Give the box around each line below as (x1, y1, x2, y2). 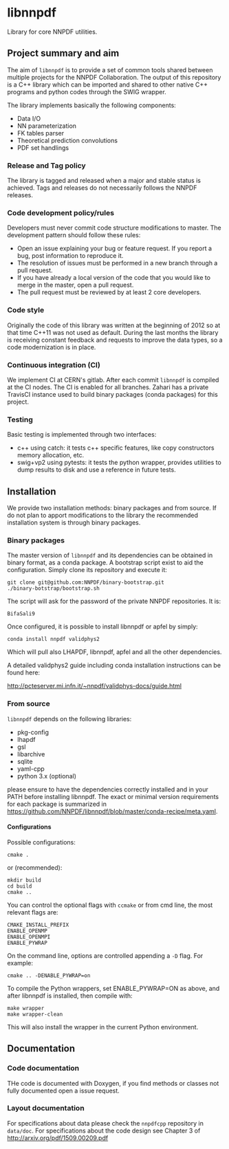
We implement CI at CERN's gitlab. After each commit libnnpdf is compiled (7, 375, 219, 384)
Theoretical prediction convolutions (17, 136, 118, 144)
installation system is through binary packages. (7, 518, 141, 527)
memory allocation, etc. (17, 451, 85, 459)
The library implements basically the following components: (7, 101, 177, 109)
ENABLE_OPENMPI (7, 933, 51, 940)
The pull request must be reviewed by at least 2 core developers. (17, 288, 201, 296)
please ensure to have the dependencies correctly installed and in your (7, 785, 208, 794)
